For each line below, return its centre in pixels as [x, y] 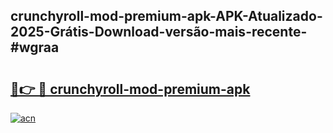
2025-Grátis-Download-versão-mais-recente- [159, 32]
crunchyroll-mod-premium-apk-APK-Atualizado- [166, 16]
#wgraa [35, 47]
